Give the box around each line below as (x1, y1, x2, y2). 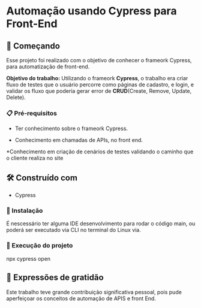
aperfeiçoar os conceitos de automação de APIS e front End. (6, 295, 156, 302)
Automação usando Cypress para (6, 4, 177, 18)
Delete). (6, 94, 26, 101)
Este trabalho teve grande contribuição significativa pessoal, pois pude (6, 288, 182, 295)
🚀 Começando (6, 41, 60, 51)
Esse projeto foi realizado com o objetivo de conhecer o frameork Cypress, (6, 57, 192, 64)
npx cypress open (6, 255, 51, 262)
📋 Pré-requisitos (6, 109, 57, 117)
